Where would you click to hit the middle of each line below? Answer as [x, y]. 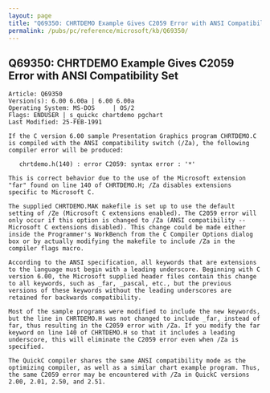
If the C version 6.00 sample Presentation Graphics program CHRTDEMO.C [133, 136]
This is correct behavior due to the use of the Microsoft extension [127, 178]
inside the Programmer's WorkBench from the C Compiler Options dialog [131, 235]
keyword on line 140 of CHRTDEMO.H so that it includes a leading [122, 333]
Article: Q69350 [35, 94]
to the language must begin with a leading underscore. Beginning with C [135, 269]
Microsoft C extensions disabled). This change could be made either [127, 228]
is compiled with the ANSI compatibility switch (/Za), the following [129, 144]
